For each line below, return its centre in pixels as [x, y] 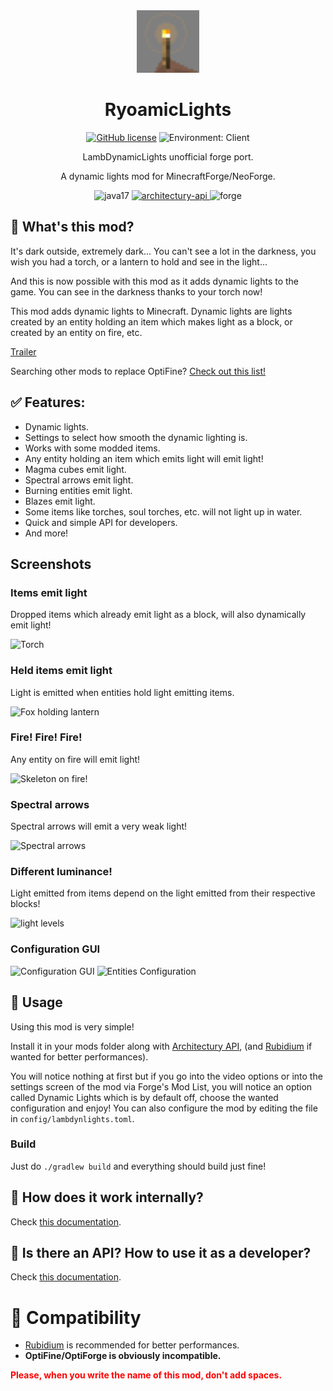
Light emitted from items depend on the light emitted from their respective [163, 893]
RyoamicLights [168, 110]
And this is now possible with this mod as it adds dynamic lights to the [155, 281]
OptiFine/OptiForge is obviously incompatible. [123, 1356]
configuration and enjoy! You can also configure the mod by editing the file [164, 1108]
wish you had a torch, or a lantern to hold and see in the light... [139, 261]
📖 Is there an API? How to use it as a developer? [161, 1253]
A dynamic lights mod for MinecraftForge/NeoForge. [168, 176]
